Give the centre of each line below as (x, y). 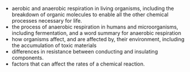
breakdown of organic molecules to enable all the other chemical (90, 15)
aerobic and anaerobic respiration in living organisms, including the (93, 8)
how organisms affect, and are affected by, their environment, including (98, 39)
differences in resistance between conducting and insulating (85, 51)
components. (28, 58)
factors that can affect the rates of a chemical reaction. (78, 64)
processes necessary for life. (47, 21)
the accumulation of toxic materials (54, 45)
